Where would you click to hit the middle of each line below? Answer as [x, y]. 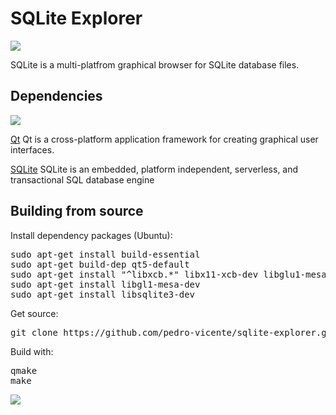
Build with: [32, 351]
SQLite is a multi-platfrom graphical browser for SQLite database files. [155, 64]
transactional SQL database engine [82, 179]
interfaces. [32, 149]
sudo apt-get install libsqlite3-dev [103, 294]
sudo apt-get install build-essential [105, 254]
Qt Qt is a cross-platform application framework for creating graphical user [164, 139]
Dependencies [56, 96]
